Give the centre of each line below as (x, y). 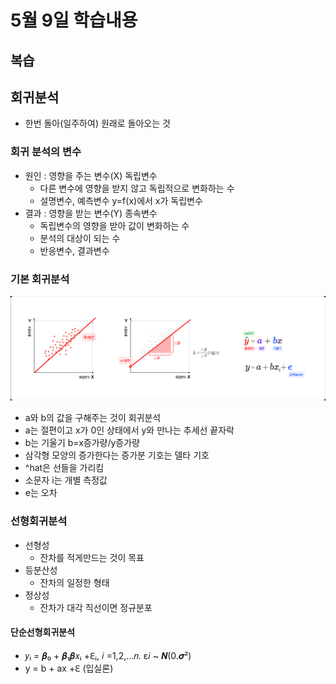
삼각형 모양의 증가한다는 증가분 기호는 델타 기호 (117, 455)
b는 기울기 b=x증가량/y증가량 (82, 443)
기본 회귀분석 (40, 279)
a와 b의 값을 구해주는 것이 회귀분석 (93, 418)
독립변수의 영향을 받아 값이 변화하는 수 (114, 225)
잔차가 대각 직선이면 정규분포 (96, 607)
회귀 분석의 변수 (46, 152)
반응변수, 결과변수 (74, 250)
